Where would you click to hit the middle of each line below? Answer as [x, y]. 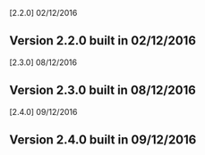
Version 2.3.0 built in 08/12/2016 [103, 90]
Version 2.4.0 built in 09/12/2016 [103, 140]
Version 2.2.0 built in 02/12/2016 [103, 41]
